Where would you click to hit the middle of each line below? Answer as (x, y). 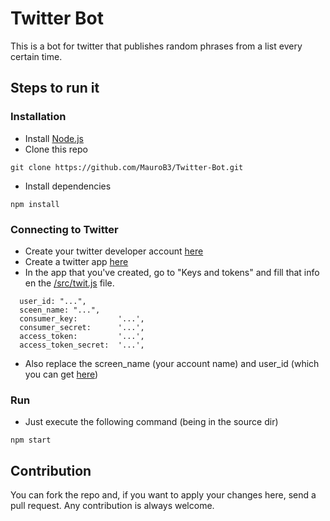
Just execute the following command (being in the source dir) (151, 422)
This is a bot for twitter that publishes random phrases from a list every (156, 46)
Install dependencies (68, 186)
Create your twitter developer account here (114, 251)
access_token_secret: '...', (82, 345)
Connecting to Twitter (64, 229)
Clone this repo (56, 149)
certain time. (36, 56)
